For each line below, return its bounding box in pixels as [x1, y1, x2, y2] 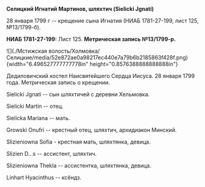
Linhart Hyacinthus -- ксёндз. [6, 174, 81, 181]
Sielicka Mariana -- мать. [6, 115, 70, 121]
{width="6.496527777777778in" [6, 61, 89, 67]
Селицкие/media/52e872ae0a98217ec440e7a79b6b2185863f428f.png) [6, 54, 188, 61]
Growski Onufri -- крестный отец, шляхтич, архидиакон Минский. [6, 126, 177, 134]
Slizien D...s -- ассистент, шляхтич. [6, 150, 97, 157]
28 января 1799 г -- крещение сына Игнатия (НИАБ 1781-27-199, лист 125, [6, 17, 199, 24]
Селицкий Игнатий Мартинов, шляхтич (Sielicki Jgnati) [6, 6, 154, 12]
